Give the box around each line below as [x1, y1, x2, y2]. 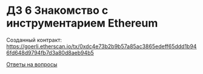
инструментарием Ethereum [6, 16, 158, 30]
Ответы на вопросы [6, 61, 58, 68]
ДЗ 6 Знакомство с [6, 4, 108, 17]
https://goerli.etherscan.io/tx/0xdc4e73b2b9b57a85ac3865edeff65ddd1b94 [6, 43, 197, 50]
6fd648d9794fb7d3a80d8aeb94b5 [6, 49, 94, 56]
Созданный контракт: [6, 36, 62, 43]
